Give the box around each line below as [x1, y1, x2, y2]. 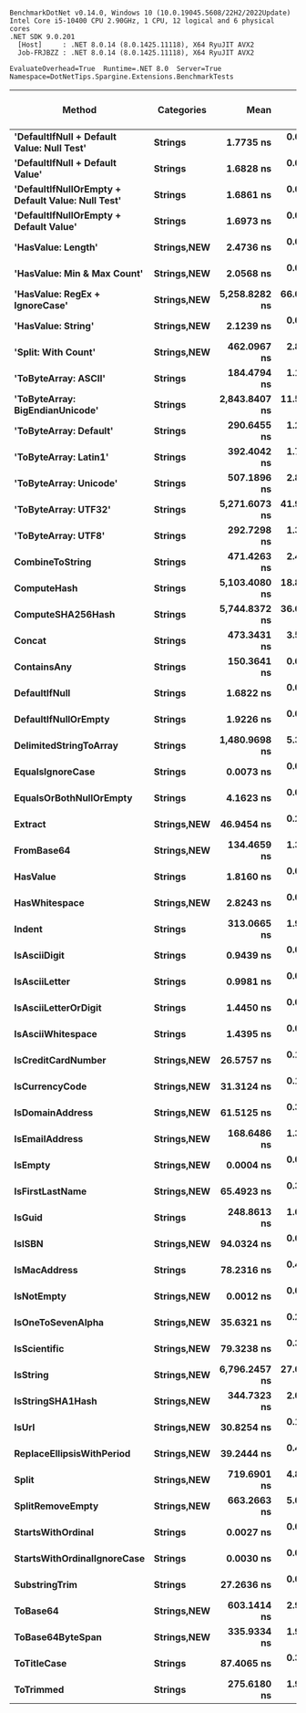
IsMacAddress [14, 1264, 78, 1276]
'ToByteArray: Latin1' [14, 451, 109, 463]
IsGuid [14, 1211, 43, 1223]
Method [62, 104, 97, 116]
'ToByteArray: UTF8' [14, 530, 106, 542]
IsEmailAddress [14, 1133, 84, 1145]
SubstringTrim [14, 1579, 77, 1591]
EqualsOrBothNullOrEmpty [14, 792, 133, 804]
